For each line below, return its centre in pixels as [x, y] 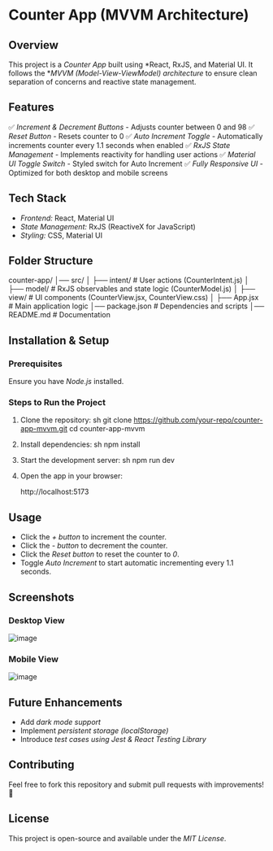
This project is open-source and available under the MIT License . [117, 838]
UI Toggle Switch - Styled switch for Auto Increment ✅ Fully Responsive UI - [136, 164]
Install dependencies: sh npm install [80, 444]
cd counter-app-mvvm [107, 429]
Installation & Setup [59, 340]
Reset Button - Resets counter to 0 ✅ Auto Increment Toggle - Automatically [136, 136]
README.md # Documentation [60, 315]
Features [31, 107]
